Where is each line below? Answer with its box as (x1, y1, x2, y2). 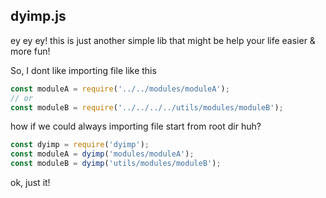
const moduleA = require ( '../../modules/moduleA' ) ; (10, 84, 230, 94)
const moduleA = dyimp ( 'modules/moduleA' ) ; (10, 149, 195, 159)
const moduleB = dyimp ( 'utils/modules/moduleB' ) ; (10, 159, 222, 169)
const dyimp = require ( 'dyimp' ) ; (10, 140, 150, 150)
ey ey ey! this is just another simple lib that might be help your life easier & (10, 34, 316, 46)
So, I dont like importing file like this (10, 64, 157, 76)
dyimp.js (10, 8, 67, 25)
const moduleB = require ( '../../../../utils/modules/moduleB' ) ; (10, 102, 284, 113)
